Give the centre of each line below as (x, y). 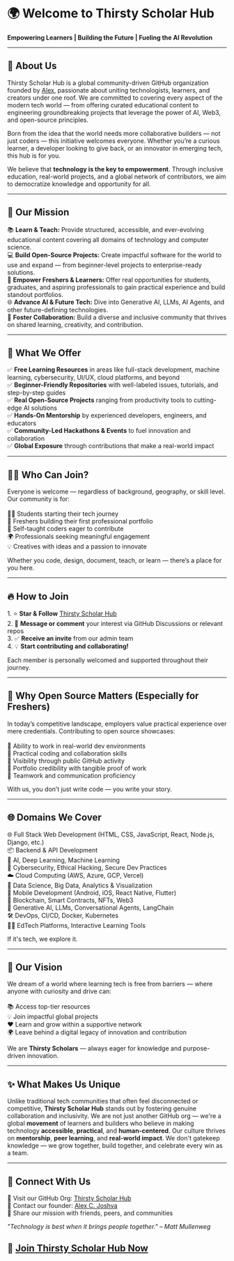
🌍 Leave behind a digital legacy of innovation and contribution (97, 1032)
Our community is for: (38, 499)
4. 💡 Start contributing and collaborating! (68, 646)
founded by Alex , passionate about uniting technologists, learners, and (109, 90)
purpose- (196, 1048)
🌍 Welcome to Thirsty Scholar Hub (111, 14)
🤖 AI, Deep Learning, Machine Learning (64, 860)
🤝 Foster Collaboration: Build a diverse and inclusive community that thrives (117, 317)
